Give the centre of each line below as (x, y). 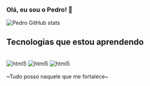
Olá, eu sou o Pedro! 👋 (40, 10)
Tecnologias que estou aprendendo (75, 42)
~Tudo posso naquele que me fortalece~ (57, 76)
